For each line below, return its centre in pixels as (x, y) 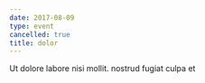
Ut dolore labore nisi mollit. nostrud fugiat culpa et (102, 69)
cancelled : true (40, 34)
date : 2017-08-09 (42, 18)
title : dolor (34, 43)
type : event (32, 26)
